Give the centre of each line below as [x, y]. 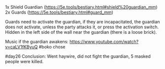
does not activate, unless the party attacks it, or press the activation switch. [82, 27]
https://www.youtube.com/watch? [104, 42]
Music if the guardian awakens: [37, 42]
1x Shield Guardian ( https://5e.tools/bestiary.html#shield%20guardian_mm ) [81, 7]
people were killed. [24, 61]
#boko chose [52, 47]
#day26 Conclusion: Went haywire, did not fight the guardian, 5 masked [78, 56]
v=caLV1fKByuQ [21, 47]
